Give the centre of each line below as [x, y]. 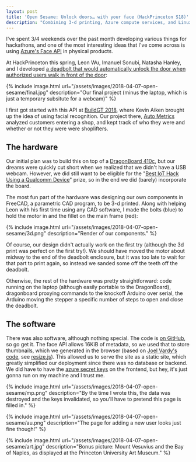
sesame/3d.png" [26, 234]
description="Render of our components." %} [102, 234]
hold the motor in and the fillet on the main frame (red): [72, 216]
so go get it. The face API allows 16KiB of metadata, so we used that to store [98, 344]
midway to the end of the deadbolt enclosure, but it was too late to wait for [96, 257]
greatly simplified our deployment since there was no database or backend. [97, 363]
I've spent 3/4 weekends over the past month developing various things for [96, 39]
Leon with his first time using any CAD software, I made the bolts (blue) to [95, 210]
